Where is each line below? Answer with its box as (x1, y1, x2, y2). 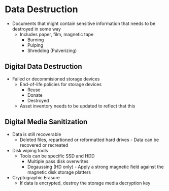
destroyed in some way (12, 25, 61, 32)
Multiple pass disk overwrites (27, 158, 89, 164)
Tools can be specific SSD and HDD (19, 153, 95, 159)
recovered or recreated (19, 142, 69, 148)
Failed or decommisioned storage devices (12, 75, 100, 82)
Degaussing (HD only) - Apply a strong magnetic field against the (27, 163, 164, 170)
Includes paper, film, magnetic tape (19, 31, 94, 37)
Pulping (27, 42, 44, 48)
